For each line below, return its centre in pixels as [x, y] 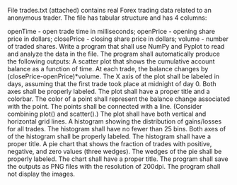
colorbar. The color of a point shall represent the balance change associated [119, 99]
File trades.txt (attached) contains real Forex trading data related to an [110, 10]
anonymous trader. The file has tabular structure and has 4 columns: [107, 18]
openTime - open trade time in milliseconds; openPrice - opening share [111, 31]
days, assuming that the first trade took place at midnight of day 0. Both [112, 84]
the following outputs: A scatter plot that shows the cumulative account [111, 61]
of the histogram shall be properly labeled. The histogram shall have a [109, 136]
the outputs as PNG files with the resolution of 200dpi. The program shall [114, 166]
